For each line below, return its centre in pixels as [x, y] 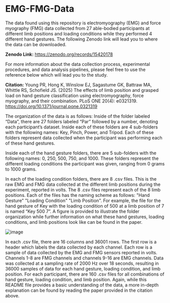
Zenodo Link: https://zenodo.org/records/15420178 [59, 54]
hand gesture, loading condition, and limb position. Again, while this [76, 279]
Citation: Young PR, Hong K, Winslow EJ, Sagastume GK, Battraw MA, [79, 85]
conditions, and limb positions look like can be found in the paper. [74, 222]
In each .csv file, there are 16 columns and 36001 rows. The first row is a [81, 242]
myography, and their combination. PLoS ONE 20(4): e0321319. [72, 101]
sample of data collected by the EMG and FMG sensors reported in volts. [81, 252]
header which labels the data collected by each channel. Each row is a [79, 247]
